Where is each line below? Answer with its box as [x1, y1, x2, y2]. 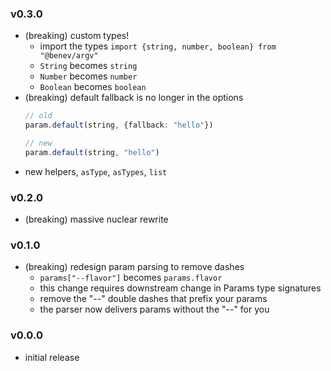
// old [24, 111, 53, 121]
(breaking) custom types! [24, 30, 130, 42]
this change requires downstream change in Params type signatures [39, 282, 322, 294]
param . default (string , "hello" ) [24, 147, 160, 157]
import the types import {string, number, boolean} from [39, 40, 277, 52]
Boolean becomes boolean [39, 81, 147, 93]
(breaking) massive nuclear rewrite [24, 213, 169, 226]
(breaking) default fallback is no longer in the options [24, 92, 244, 104]
